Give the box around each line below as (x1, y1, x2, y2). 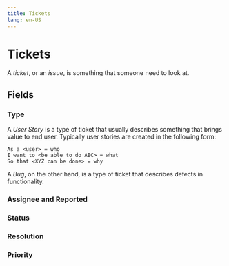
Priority (7, 249, 33, 259)
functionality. (7, 177, 45, 186)
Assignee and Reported (7, 194, 88, 204)
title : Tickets (7, 10, 51, 17)
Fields (7, 89, 34, 101)
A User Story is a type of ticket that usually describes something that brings (7, 125, 223, 134)
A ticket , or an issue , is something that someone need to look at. (7, 69, 190, 77)
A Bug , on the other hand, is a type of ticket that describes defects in (7, 170, 203, 178)
